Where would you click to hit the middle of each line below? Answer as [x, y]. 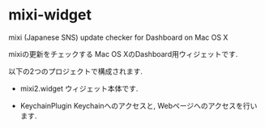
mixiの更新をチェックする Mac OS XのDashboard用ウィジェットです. [123, 53]
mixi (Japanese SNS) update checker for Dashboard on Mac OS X [118, 37]
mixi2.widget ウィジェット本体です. [79, 88]
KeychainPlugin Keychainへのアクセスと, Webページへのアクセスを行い [139, 105]
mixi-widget [50, 15]
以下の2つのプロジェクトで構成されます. [76, 71]
